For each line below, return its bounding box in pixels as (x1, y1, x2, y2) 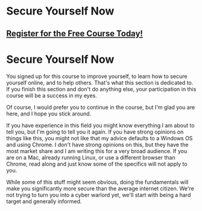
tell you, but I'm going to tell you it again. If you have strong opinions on (6, 128, 184, 135)
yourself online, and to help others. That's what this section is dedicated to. (6, 79, 194, 86)
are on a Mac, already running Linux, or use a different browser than (6, 154, 176, 161)
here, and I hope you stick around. (6, 110, 92, 117)
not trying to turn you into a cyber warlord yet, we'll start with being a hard (6, 191, 191, 198)
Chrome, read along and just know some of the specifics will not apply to (6, 160, 188, 167)
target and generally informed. (6, 198, 82, 205)
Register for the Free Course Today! (6, 28, 144, 39)
